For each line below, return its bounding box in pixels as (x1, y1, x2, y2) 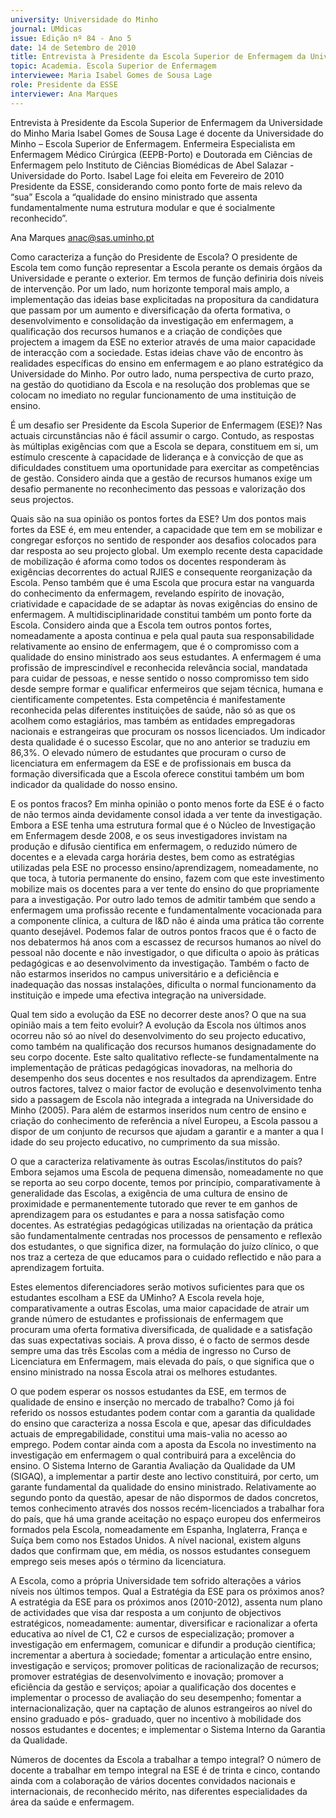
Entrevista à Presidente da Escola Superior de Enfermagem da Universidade (10, 116, 323, 128)
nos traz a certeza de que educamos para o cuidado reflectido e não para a (10, 1251, 322, 1263)
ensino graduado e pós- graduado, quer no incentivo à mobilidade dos (10, 1712, 302, 1725)
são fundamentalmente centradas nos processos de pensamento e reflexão (10, 1229, 323, 1241)
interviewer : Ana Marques (10, 89, 118, 99)
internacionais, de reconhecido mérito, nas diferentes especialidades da (10, 1785, 308, 1797)
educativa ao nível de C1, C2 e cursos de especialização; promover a (10, 1627, 295, 1640)
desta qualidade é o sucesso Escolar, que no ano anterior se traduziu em (10, 736, 311, 748)
